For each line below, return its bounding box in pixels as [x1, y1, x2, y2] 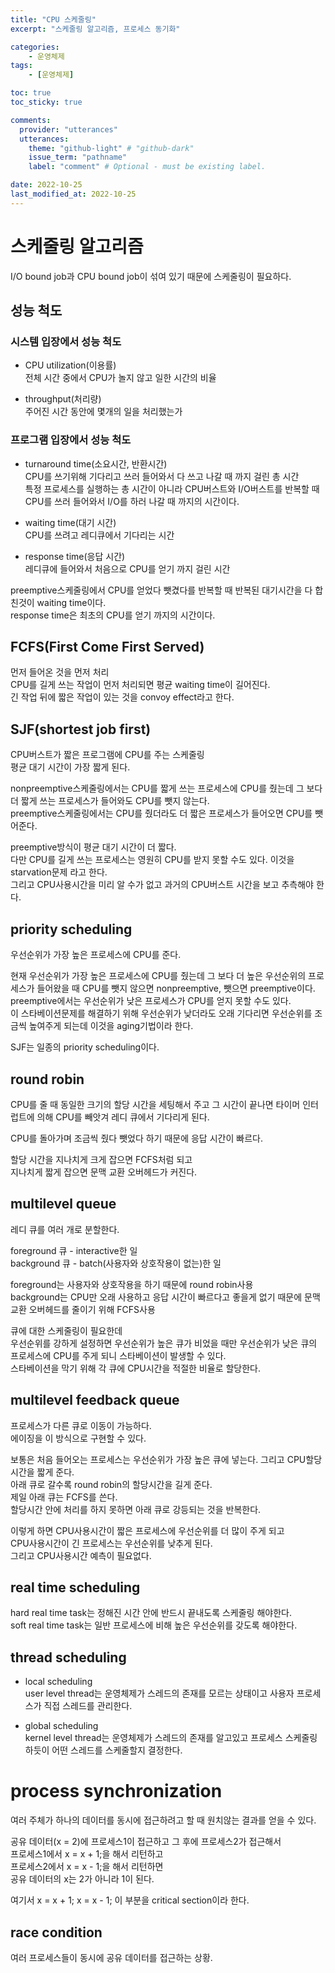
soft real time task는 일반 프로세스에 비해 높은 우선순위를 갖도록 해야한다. [10, 1619, 298, 1631]
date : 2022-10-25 [10, 180, 83, 190]
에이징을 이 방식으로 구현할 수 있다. [10, 1432, 147, 1444]
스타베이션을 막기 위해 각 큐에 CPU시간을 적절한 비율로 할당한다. [10, 1362, 261, 1374]
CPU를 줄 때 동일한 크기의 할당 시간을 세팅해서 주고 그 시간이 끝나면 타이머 [10, 1098, 301, 1110]
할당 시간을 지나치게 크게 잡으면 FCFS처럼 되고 [10, 1153, 193, 1165]
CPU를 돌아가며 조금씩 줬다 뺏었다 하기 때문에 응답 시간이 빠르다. [10, 1132, 263, 1144]
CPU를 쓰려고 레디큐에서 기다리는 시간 [24, 529, 175, 541]
